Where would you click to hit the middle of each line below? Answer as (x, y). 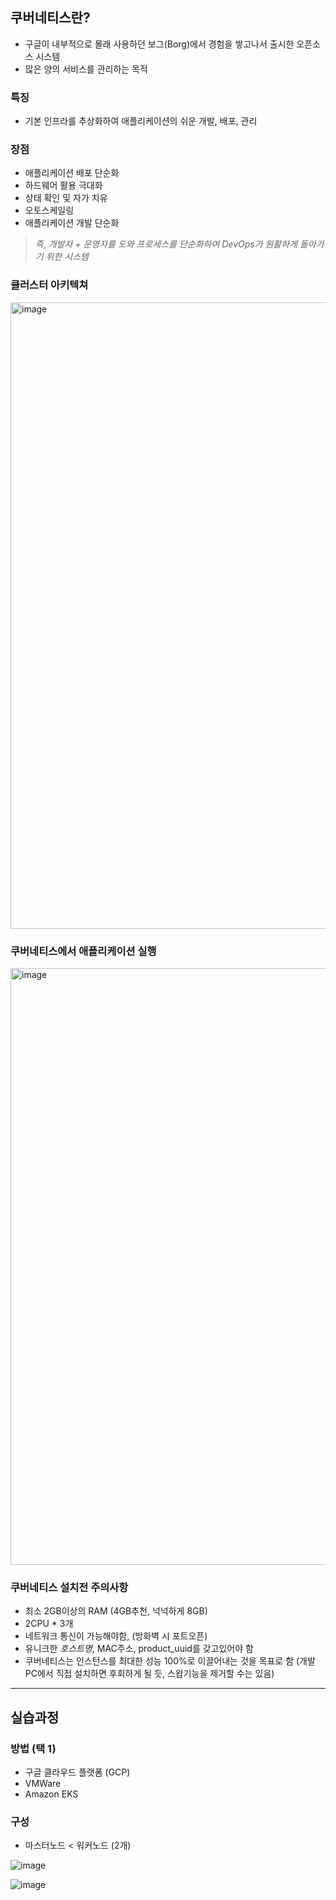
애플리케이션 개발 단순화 (72, 223)
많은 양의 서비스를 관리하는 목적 (86, 69)
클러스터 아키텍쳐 (49, 285)
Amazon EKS (51, 1794)
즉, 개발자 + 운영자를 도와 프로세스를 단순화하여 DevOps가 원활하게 (166, 244)
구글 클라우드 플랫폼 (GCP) (77, 1772)
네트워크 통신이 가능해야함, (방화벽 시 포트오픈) (116, 1636)
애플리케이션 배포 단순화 (72, 173)
